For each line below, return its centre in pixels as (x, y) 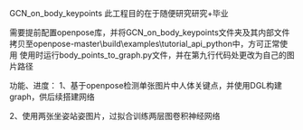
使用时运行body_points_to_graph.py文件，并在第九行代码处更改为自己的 (153, 55)
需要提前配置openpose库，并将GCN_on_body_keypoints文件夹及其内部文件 (150, 32)
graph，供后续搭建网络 (52, 97)
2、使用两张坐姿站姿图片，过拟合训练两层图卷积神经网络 (115, 116)
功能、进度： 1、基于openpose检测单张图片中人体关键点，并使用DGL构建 (146, 85)
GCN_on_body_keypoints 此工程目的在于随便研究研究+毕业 (119, 13)
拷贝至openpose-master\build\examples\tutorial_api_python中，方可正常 (145, 44)
